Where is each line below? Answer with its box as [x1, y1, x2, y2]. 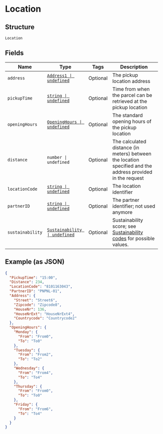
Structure [5, 23, 35, 31]
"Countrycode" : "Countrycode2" [14, 316, 77, 321]
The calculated [112, 138, 147, 145]
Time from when [112, 85, 150, 92]
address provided [112, 168, 153, 175]
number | [47, 155, 67, 160]
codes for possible [112, 235, 155, 242]
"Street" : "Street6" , [14, 297, 57, 303]
